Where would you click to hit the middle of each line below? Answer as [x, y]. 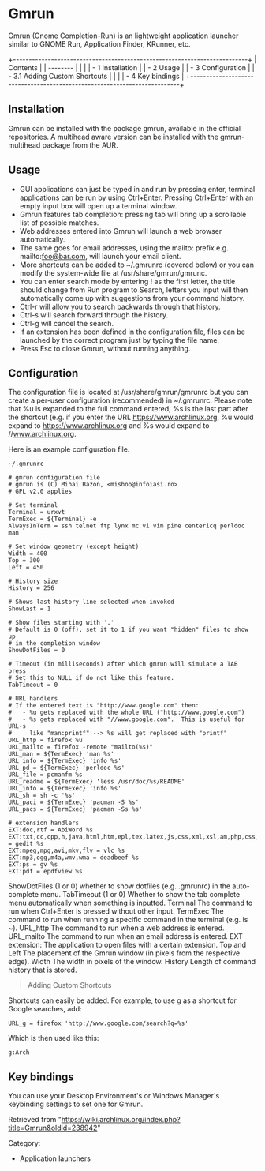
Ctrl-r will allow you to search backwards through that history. [120, 306]
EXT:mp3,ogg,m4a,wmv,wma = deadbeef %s [74, 858]
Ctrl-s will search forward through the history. [94, 315]
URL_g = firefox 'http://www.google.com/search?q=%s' [99, 1023]
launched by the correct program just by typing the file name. [119, 340]
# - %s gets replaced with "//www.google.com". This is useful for [127, 719]
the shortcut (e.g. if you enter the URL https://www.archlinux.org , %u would [131, 417]
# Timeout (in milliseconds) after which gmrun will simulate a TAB [123, 664]
